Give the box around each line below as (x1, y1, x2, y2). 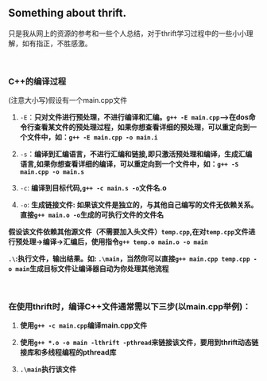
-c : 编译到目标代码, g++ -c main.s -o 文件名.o (19, 183, 167, 193)
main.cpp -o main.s (19, 168, 85, 176)
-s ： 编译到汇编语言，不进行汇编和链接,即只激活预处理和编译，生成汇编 (19, 149, 253, 159)
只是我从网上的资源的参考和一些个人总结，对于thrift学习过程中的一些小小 (8, 28, 246, 38)
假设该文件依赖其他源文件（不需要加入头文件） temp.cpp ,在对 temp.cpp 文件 (8, 227, 249, 237)
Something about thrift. (8, 6, 127, 20)
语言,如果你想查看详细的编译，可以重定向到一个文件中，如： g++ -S (19, 159, 239, 169)
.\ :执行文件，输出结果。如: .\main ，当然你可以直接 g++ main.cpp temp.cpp (8, 254, 250, 264)
